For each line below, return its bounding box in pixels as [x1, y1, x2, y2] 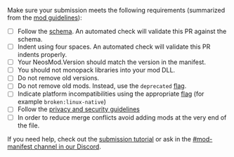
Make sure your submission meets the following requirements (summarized [7, 6, 226, 14]
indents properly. [17, 51, 67, 59]
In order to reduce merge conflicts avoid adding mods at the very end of [17, 113, 227, 122]
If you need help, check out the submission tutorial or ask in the [7, 134, 192, 143]
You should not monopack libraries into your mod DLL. [17, 66, 176, 75]
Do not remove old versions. [17, 74, 100, 82]
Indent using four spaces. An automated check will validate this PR [17, 42, 211, 51]
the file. [17, 121, 40, 130]
